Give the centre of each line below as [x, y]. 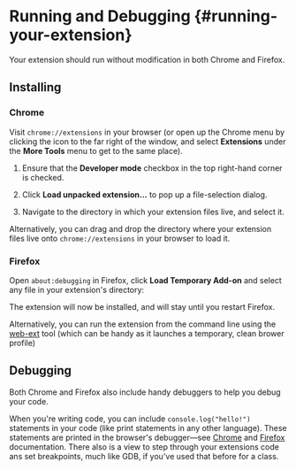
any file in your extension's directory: [76, 289]
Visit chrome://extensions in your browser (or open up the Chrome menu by [147, 132]
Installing [35, 87]
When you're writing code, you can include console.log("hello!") [130, 419]
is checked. [43, 177]
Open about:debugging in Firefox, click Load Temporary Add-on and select [146, 280]
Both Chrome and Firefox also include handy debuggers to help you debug [145, 392]
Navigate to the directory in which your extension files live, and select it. [153, 212]
